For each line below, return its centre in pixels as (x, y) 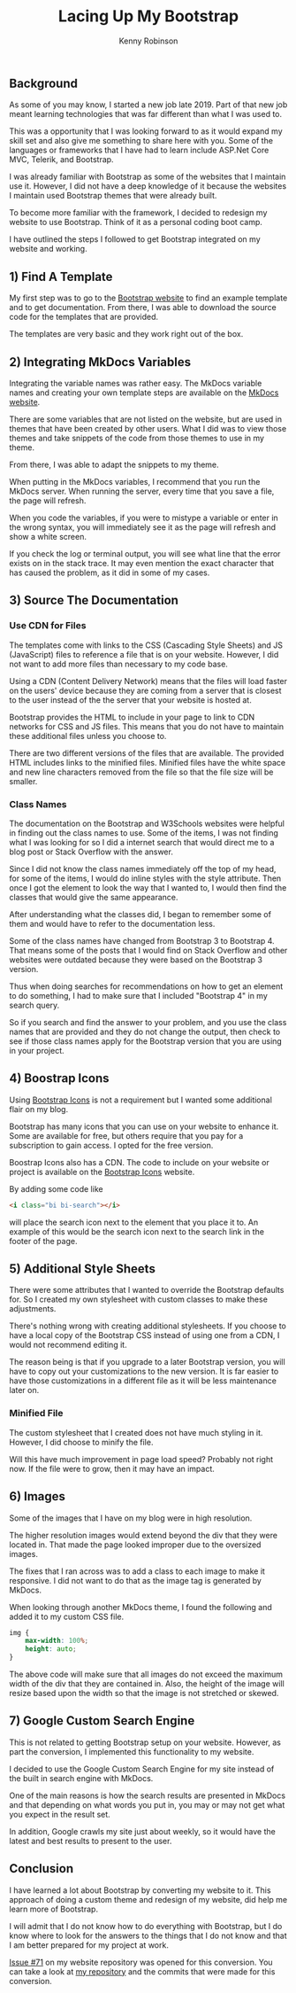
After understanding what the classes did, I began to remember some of (140, 914)
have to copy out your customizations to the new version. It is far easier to (144, 1372)
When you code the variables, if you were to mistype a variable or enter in (144, 518)
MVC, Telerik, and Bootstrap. (61, 160)
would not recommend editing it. (68, 1345)
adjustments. (33, 1309)
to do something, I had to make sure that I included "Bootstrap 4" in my (138, 995)
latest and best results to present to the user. (91, 1841)
